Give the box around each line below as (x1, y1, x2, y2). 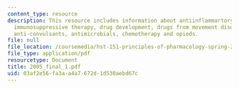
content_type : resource (7, 10, 78, 18)
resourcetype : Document (7, 57, 78, 64)
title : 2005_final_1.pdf (7, 63, 81, 70)
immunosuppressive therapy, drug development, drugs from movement (14, 23, 218, 31)
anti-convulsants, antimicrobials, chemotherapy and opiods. (14, 30, 199, 38)
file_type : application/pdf (7, 50, 91, 57)
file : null (7, 37, 40, 44)
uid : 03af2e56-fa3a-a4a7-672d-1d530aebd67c (7, 70, 139, 77)
